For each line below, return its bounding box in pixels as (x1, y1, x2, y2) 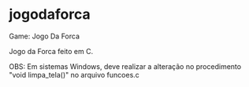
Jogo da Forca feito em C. (9, 46, 94, 56)
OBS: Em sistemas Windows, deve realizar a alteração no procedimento (9, 61, 242, 71)
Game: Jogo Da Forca (9, 31, 80, 41)
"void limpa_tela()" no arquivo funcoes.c (9, 70, 140, 79)
